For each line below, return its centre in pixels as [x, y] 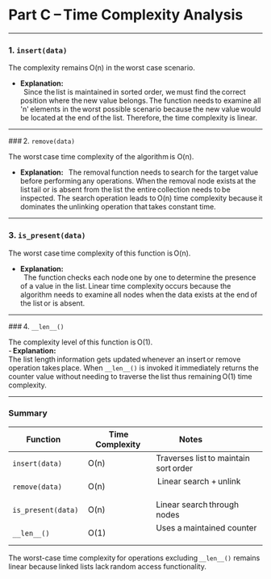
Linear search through [198, 505]
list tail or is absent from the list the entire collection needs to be [125, 190]
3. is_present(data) [47, 235]
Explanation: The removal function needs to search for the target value [139, 172]
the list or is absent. [52, 303]
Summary [28, 413]
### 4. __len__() [36, 326]
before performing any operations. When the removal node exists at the [138, 181]
